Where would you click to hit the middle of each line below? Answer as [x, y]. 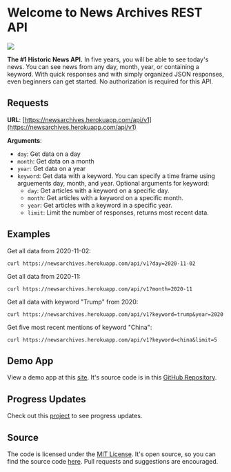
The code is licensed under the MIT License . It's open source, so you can [111, 454]
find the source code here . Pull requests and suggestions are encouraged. [113, 461]
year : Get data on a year [51, 168]
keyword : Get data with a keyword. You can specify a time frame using [116, 176]
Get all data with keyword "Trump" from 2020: [73, 302]
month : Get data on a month [56, 161]
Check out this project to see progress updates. [75, 416]
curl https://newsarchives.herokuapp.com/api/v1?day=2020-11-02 [101, 264]
